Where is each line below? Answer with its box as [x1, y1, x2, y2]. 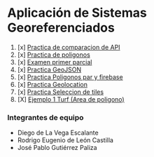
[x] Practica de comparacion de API [17, 43, 120, 51]
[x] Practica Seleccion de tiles [17, 88, 104, 96]
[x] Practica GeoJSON [17, 65, 82, 74]
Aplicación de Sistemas [7, 5, 147, 21]
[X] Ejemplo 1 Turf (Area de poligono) [17, 95, 125, 103]
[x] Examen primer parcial [17, 57, 92, 66]
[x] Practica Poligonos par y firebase [17, 72, 124, 81]
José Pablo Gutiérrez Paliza [17, 144, 97, 152]
